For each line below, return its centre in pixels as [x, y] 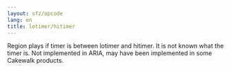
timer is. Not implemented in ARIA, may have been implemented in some [110, 53]
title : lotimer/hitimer [41, 26]
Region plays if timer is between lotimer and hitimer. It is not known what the [115, 46]
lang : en [20, 20]
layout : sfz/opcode [35, 13]
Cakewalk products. [36, 61]
